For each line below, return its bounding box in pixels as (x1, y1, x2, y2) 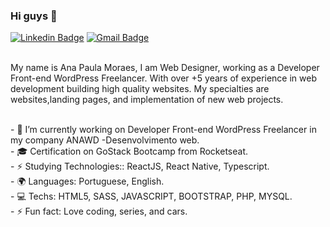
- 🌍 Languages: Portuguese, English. (10, 175, 165, 188)
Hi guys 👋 (10, 9, 58, 23)
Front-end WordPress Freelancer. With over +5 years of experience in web (10, 72, 317, 84)
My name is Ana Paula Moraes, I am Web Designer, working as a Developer (10, 62, 320, 74)
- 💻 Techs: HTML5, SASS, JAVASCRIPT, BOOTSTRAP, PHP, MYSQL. (10, 190, 293, 203)
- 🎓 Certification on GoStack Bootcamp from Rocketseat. (10, 145, 249, 158)
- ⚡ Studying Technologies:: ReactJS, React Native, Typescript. (10, 160, 270, 173)
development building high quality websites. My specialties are (10, 83, 270, 95)
